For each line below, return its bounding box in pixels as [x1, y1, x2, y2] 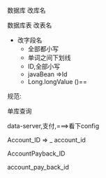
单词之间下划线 [27, 53, 71, 62]
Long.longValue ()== [27, 78, 87, 85]
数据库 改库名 [7, 6, 46, 14]
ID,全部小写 [27, 62, 61, 70]
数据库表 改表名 [7, 21, 52, 29]
